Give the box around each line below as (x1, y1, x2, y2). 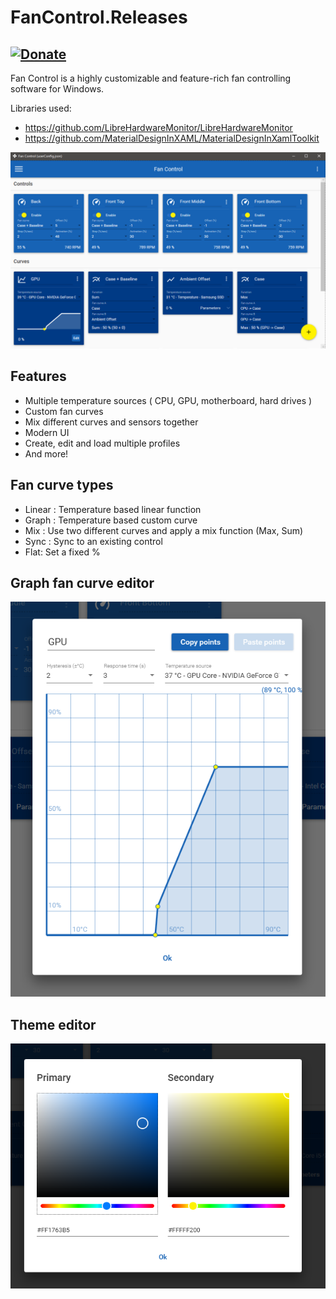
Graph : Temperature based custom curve (24, 514, 198, 526)
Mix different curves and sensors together (24, 416, 199, 428)
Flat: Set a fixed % (24, 546, 101, 558)
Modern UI (24, 426, 70, 438)
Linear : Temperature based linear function (24, 503, 202, 515)
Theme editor (10, 1016, 97, 1033)
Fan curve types (10, 477, 114, 494)
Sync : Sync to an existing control (24, 535, 163, 547)
